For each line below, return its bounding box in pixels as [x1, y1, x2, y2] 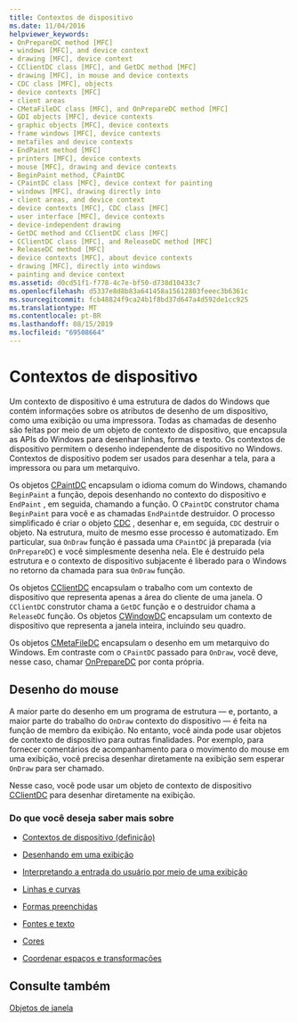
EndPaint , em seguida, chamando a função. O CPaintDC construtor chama [9, 499, 280, 509]
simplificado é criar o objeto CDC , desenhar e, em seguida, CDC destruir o [9, 517, 280, 528]
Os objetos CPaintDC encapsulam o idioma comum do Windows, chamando [9, 479, 287, 490]
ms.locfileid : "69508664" [9, 328, 105, 337]
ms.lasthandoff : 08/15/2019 [9, 320, 114, 329]
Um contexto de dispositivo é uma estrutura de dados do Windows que [9, 396, 270, 407]
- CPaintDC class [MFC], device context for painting [9, 179, 213, 188]
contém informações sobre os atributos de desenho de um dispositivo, [9, 405, 269, 416]
